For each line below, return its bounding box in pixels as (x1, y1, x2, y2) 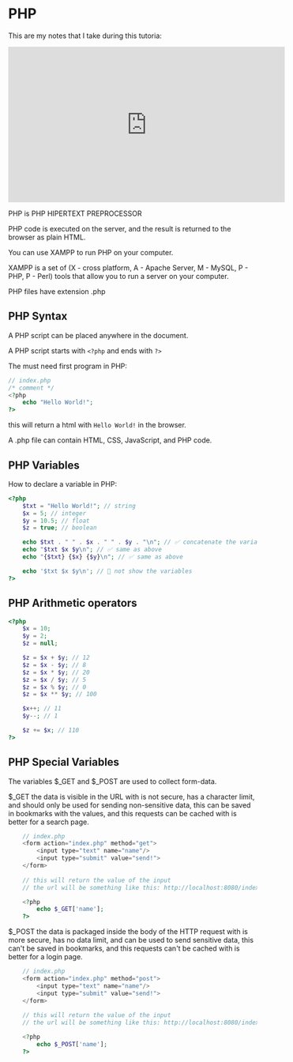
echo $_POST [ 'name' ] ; (36, 1041, 108, 1049)
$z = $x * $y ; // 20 (22, 668, 90, 676)
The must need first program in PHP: (8, 361, 128, 371)
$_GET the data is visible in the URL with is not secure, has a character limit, (8, 792, 255, 801)
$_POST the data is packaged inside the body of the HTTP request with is (8, 927, 249, 936)
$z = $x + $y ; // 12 (22, 653, 90, 661)
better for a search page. (8, 817, 89, 827)
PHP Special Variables (8, 755, 120, 769)
